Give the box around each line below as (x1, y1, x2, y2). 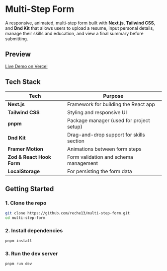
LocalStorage (7, 168, 40, 175)
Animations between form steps (67, 145, 142, 152)
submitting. (5, 36, 28, 42)
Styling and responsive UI (67, 109, 127, 116)
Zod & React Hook (7, 153, 51, 160)
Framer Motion (7, 145, 44, 152)
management (67, 160, 98, 167)
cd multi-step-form (5, 215, 46, 220)
